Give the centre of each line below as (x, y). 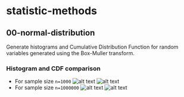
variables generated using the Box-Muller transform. (71, 53)
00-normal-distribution (51, 33)
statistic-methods (52, 11)
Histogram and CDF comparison (54, 68)
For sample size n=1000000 (47, 88)
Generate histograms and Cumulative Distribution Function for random (92, 47)
